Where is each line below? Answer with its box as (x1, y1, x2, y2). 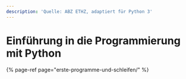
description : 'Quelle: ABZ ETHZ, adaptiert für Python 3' (6, 8, 153, 15)
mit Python (6, 47, 61, 60)
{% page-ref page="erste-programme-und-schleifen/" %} (6, 66, 149, 73)
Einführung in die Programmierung (6, 34, 181, 47)
